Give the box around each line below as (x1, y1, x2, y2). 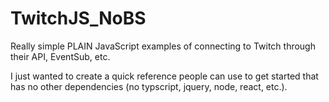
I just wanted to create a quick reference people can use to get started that (10, 70, 319, 82)
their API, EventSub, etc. (10, 50, 111, 62)
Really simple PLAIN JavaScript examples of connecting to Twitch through (10, 40, 316, 52)
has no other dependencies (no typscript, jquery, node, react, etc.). (10, 80, 288, 92)
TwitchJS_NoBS (10, 7, 147, 30)
